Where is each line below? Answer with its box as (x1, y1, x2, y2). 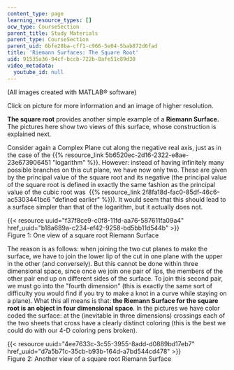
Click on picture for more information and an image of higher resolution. (7, 101, 214, 110)
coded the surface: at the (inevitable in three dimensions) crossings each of (7, 311, 226, 320)
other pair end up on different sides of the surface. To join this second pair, (7, 274, 224, 283)
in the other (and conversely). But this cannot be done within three (7, 259, 198, 267)
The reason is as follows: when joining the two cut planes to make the (7, 244, 208, 253)
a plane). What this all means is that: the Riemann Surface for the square (7, 296, 219, 304)
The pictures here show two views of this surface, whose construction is (7, 122, 217, 131)
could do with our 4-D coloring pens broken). (7, 326, 138, 334)
